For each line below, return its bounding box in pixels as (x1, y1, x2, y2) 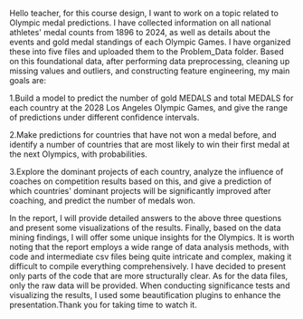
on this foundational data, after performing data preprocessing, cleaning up (9, 56, 290, 66)
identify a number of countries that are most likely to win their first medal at (9, 140, 290, 150)
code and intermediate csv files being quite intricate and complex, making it (9, 251, 292, 262)
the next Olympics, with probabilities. (9, 149, 147, 159)
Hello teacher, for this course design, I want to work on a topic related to (9, 8, 279, 18)
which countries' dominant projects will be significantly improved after (9, 186, 271, 196)
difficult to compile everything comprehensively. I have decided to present (9, 261, 287, 271)
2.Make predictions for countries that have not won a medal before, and (9, 130, 278, 140)
